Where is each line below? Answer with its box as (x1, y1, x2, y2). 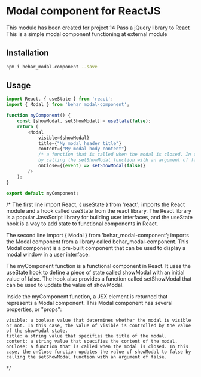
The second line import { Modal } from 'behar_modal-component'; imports (6, 232, 190, 239)
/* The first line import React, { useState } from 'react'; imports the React (6, 201, 185, 208)
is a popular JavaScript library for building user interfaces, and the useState (6, 214, 193, 221)
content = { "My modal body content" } (38, 146, 127, 152)
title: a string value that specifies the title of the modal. (6, 333, 167, 339)
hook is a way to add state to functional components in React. (6, 220, 159, 227)
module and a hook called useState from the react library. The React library (6, 207, 191, 215)
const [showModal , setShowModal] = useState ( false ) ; (17, 118, 151, 124)
